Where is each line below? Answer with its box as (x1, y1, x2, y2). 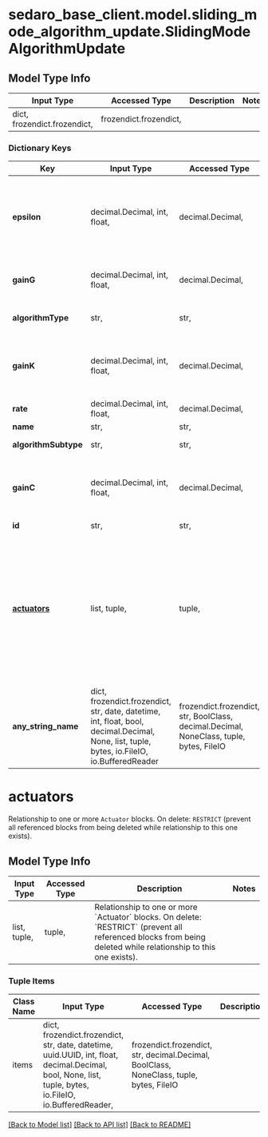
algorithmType (12, 312, 69, 324)
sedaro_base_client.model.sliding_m (8, 6, 258, 24)
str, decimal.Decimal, (131, 1049, 210, 1060)
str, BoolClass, (179, 711, 234, 722)
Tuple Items (8, 975, 55, 986)
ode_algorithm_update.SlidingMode (8, 22, 251, 41)
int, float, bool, (90, 716, 144, 727)
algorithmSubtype (12, 439, 83, 451)
